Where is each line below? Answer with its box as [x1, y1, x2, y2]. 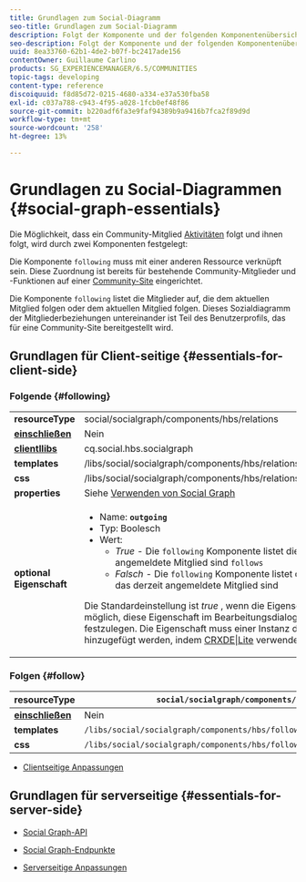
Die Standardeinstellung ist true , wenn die [84, 599, 265, 611]
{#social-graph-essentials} [9, 199, 221, 220]
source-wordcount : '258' [9, 124, 104, 133]
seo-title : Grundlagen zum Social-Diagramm [9, 22, 178, 31]
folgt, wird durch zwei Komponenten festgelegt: [9, 238, 189, 249]
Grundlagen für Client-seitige [9, 348, 180, 364]
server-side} [9, 803, 84, 818]
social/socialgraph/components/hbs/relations [84, 412, 280, 425]
